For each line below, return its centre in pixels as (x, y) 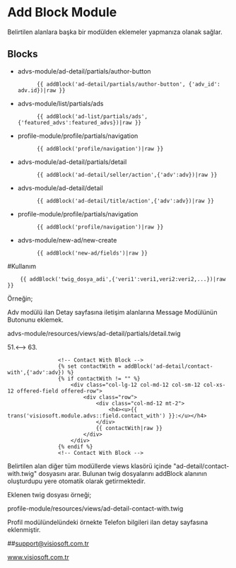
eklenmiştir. (24, 529)
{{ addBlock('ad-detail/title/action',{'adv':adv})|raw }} (125, 201)
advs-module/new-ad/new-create (67, 240)
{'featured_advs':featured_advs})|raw (75, 122)
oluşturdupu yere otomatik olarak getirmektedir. (77, 481)
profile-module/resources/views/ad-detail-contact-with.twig (95, 508)
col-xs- (214, 385)
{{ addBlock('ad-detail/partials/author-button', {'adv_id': (128, 84)
